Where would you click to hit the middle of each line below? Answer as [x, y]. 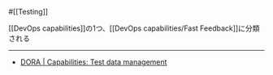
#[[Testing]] [28, 12]
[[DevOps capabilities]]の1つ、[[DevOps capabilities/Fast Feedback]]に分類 [134, 28]
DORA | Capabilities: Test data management [93, 62]
